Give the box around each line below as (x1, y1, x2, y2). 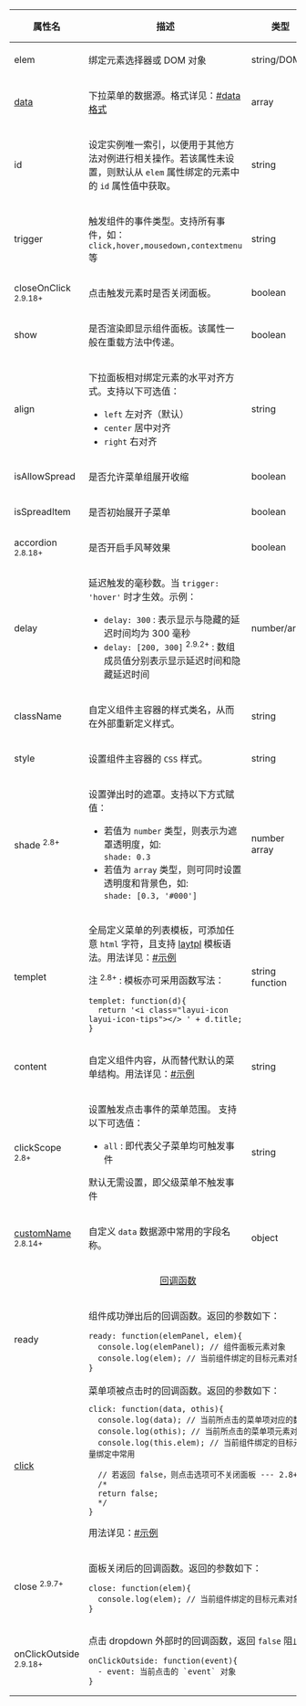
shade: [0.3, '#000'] (103, 890, 198, 901)
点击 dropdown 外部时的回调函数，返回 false (87, 1634, 282, 1647)
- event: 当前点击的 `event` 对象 (97, 1666, 237, 1677)
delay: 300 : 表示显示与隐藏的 (103, 614, 231, 626)
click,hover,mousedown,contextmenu (87, 241, 243, 250)
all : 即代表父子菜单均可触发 (103, 1139, 226, 1152)
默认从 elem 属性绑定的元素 (115, 166, 230, 178)
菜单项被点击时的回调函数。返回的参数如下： (87, 1384, 280, 1396)
